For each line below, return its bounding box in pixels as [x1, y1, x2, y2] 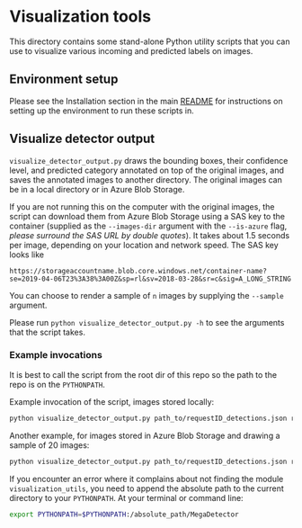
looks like [9, 249, 45, 260]
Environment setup [9, 72, 119, 87]
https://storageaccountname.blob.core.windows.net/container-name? [9, 266, 268, 275]
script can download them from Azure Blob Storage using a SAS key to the [9, 210, 286, 221]
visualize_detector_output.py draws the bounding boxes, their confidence [9, 155, 289, 166]
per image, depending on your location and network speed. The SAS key [9, 239, 279, 250]
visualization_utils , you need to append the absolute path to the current [9, 483, 285, 494]
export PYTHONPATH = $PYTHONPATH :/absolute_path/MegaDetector [9, 510, 240, 519]
